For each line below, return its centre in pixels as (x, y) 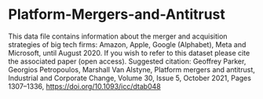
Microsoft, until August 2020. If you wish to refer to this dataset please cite (129, 53)
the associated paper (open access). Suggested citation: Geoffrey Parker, (127, 61)
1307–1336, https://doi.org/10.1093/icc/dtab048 (84, 86)
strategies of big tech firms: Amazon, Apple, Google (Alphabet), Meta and (127, 44)
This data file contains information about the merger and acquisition (118, 36)
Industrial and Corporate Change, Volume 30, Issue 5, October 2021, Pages (130, 78)
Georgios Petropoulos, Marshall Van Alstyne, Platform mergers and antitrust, (131, 69)
